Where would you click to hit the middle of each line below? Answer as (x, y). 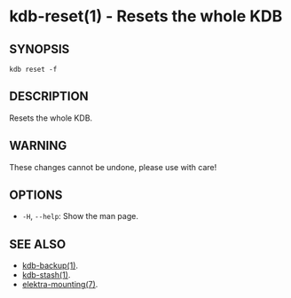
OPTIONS (36, 196)
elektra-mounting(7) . (60, 285)
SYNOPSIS (39, 49)
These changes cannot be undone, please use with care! (113, 167)
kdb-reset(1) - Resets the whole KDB (146, 16)
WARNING (38, 146)
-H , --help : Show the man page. (80, 216)
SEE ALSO (38, 244)
